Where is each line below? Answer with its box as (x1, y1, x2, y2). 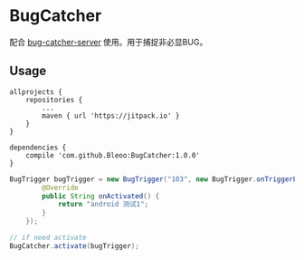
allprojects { (9, 87, 63, 96)
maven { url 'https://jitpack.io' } (42, 111, 180, 120)
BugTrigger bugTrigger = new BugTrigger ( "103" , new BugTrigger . (9, 174, 257, 184)
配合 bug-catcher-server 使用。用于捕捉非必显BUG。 (9, 36, 208, 47)
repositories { (25, 95, 83, 104)
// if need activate (9, 233, 88, 242)
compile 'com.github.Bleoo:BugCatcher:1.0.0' (25, 150, 201, 159)
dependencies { (9, 142, 67, 152)
